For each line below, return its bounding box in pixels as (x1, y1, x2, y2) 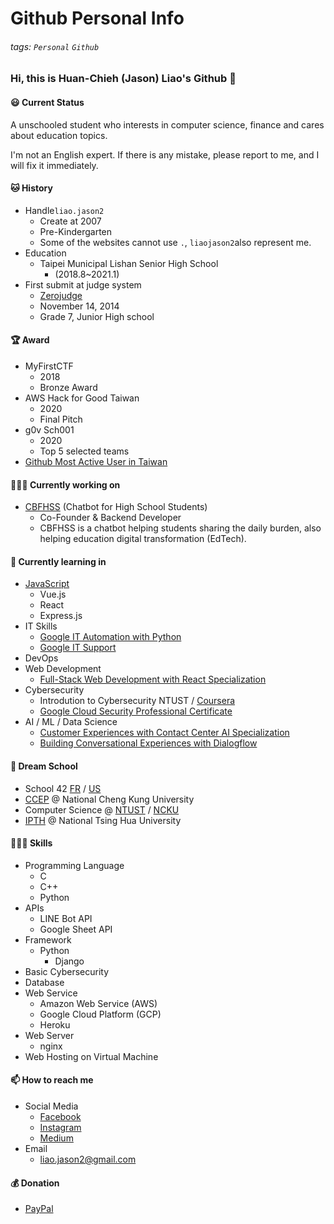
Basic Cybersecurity (24, 965, 110, 977)
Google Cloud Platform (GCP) (39, 1008, 162, 1020)
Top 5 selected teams (39, 445, 130, 457)
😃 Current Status (10, 96, 85, 108)
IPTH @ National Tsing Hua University (24, 814, 182, 826)
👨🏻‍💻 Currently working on (10, 478, 121, 491)
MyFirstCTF (24, 360, 74, 372)
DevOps (24, 652, 59, 664)
